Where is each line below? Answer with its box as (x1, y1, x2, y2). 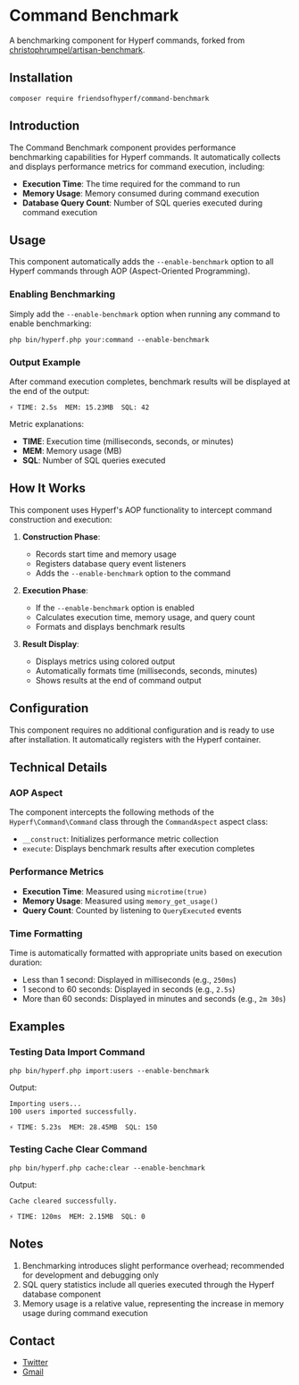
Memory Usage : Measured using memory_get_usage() (21, 895, 219, 906)
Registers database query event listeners (35, 558, 187, 568)
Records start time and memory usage (35, 549, 177, 559)
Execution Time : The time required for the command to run (21, 178, 241, 189)
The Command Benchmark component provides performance (9, 142, 237, 153)
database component (21, 1288, 101, 1299)
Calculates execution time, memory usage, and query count (35, 611, 256, 622)
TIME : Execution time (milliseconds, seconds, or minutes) (21, 435, 234, 447)
